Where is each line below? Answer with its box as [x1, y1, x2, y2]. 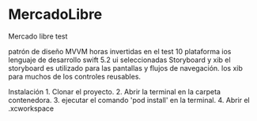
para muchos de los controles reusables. [8, 71, 141, 81]
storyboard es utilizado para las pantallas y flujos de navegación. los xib [8, 63, 244, 72]
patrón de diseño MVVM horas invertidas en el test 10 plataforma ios [8, 46, 232, 56]
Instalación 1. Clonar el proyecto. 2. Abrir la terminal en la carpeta [8, 86, 221, 96]
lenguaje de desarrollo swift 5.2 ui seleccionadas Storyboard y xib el [8, 55, 231, 64]
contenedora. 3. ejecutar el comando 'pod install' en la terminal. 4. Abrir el [8, 95, 251, 104]
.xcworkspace [8, 104, 54, 113]
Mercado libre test [8, 31, 68, 41]
